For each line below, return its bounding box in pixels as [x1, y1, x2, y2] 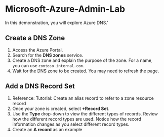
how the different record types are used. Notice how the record [12, 116, 142, 122]
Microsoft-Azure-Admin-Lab [5, 3, 125, 15]
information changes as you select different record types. [12, 121, 129, 127]
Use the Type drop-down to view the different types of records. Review [12, 110, 158, 116]
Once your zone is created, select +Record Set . [12, 106, 110, 111]
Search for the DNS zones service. [12, 52, 83, 58]
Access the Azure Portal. [12, 47, 63, 53]
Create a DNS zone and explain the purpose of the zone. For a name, [12, 57, 153, 63]
